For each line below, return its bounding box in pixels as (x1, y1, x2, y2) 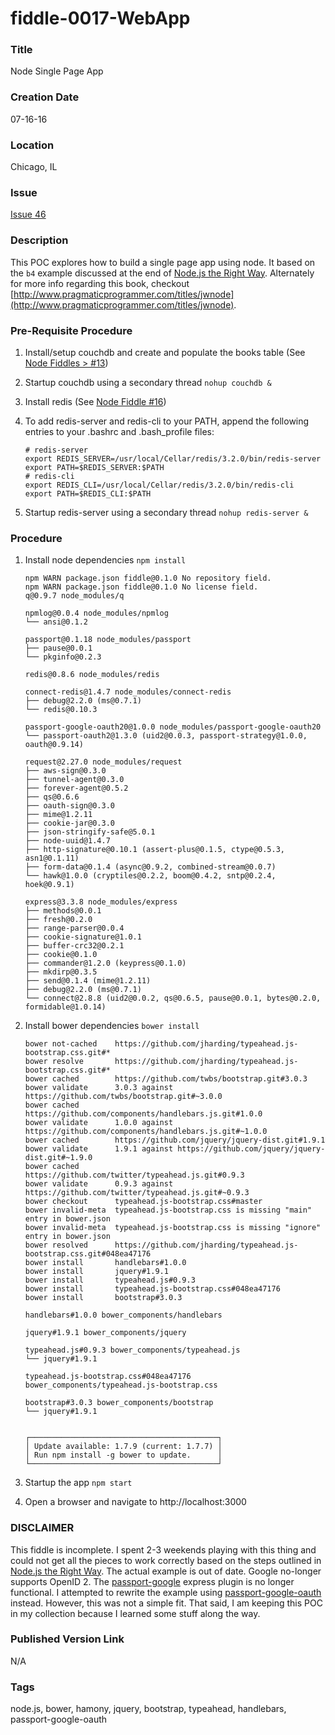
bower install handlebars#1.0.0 (24, 1258, 187, 1268)
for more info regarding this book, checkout (10, 277, 190, 289)
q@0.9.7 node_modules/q (24, 591, 125, 601)
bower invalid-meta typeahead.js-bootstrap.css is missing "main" (24, 1205, 312, 1216)
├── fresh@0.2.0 (24, 915, 93, 925)
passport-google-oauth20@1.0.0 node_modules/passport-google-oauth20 (24, 722, 322, 732)
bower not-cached (24, 1039, 98, 1049)
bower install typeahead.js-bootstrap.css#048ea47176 (24, 1284, 281, 1294)
